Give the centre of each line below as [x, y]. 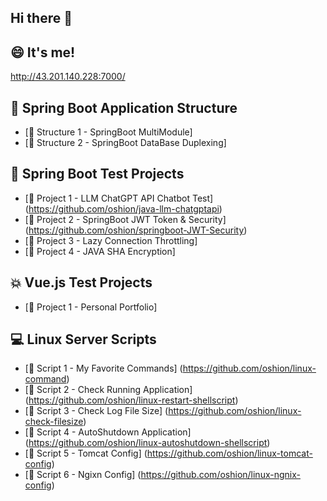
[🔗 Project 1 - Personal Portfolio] [91, 307]
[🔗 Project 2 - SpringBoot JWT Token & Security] [125, 219]
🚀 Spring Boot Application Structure [124, 107]
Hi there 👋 [41, 18]
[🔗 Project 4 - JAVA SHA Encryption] [100, 251]
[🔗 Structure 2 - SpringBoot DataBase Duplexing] [125, 143]
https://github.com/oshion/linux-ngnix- [220, 475]
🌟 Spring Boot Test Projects [97, 174]
